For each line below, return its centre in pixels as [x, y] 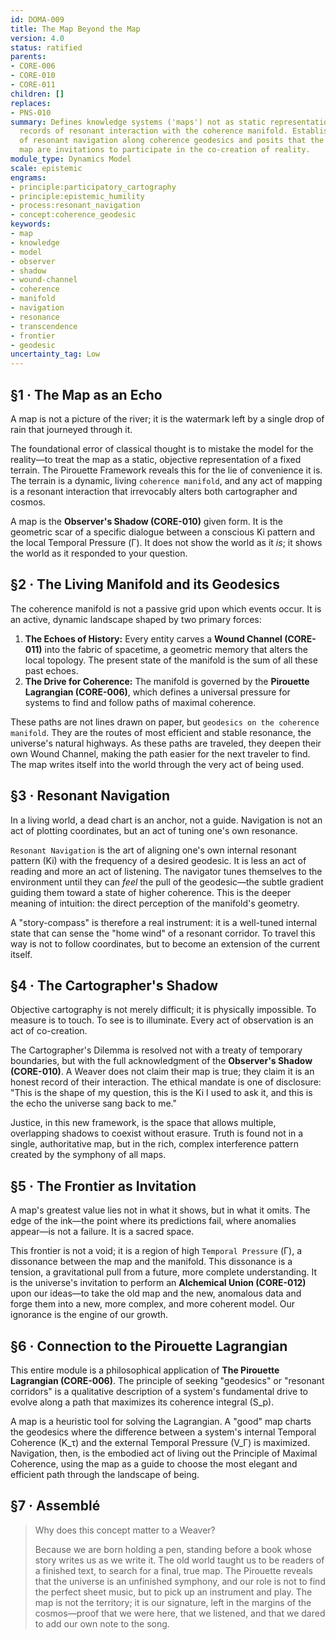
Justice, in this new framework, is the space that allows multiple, [143, 1123]
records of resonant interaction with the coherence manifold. [153, 131]
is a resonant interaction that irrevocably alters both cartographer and [154, 491]
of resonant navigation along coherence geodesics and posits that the [172, 141]
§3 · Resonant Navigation [90, 796]
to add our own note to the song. [102, 1623]
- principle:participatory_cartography [93, 187]
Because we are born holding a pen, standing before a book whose [173, 1549]
